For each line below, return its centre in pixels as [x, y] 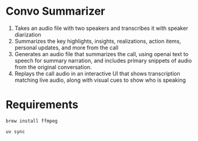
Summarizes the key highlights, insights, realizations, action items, [98, 41]
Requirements [42, 105]
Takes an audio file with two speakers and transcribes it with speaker [101, 28]
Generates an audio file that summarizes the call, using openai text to [101, 54]
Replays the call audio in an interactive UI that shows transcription [97, 73]
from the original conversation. [53, 67]
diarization [28, 34]
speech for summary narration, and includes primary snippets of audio [103, 60]
